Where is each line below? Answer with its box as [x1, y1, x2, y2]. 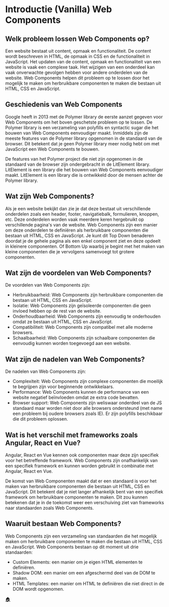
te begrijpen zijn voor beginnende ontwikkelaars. [12, 384, 115, 390]
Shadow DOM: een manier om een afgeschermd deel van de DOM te [12, 570, 155, 576]
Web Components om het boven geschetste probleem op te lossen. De [5, 119, 153, 125]
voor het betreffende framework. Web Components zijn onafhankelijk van [5, 458, 158, 464]
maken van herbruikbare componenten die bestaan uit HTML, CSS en [5, 483, 150, 489]
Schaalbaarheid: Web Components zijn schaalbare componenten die [12, 335, 155, 341]
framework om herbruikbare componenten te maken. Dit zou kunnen [5, 494, 148, 500]
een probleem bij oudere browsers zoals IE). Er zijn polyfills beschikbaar [12, 410, 163, 416]
